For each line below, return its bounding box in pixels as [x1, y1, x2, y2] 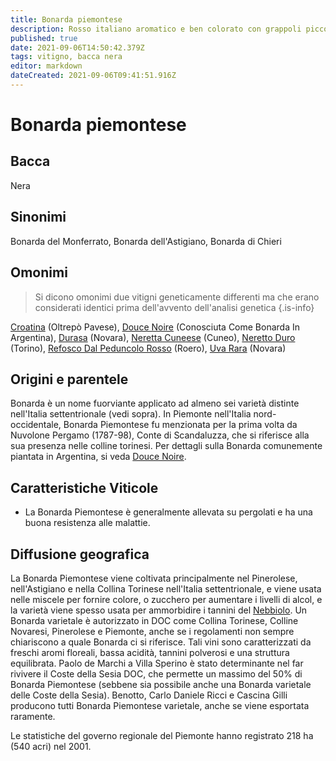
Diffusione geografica [10, 546, 150, 563]
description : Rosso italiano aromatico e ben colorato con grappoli [10, 24, 302, 34]
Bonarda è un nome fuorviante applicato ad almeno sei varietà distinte [10, 397, 300, 410]
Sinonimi [10, 209, 67, 226]
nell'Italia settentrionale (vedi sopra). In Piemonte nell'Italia [10, 408, 252, 420]
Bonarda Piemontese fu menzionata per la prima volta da [63, 419, 298, 431]
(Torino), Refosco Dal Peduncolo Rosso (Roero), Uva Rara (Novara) [10, 342, 287, 354]
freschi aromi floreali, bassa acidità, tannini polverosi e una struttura [10, 646, 290, 658]
